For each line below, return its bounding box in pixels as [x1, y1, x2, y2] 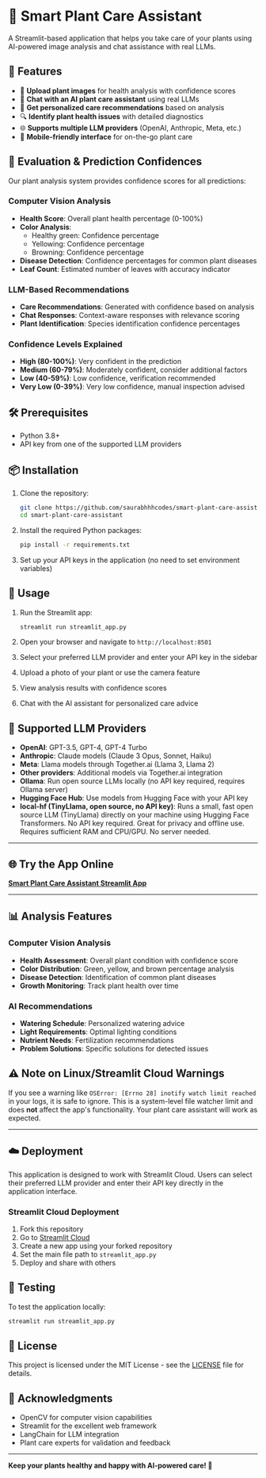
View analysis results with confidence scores [19, 683, 168, 693]
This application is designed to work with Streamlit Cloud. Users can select [8, 1170, 253, 1179]
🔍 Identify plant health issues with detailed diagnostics [19, 111, 204, 121]
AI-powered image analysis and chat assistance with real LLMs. [8, 41, 216, 51]
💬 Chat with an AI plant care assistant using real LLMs [19, 94, 199, 104]
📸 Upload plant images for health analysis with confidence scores [19, 86, 236, 95]
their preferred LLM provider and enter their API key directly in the [8, 1177, 224, 1188]
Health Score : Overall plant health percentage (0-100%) [19, 213, 203, 223]
